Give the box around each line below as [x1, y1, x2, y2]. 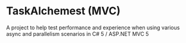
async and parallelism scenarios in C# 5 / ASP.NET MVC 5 [6, 30, 149, 37]
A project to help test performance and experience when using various [6, 24, 180, 31]
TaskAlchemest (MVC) [6, 4, 121, 18]
